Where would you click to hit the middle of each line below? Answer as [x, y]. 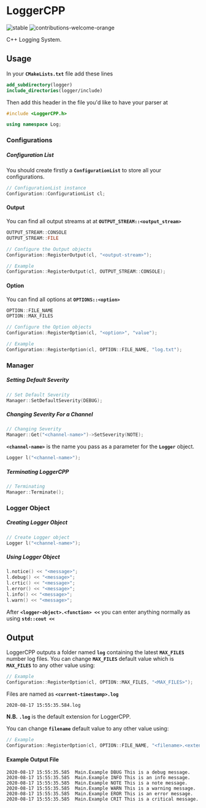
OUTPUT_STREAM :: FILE [33, 238]
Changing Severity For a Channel [50, 414]
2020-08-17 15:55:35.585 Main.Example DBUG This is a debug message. [98, 772]
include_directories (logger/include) [55, 90]
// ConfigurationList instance [46, 188]
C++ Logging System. [34, 39]
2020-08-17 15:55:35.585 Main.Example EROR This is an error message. [100, 794]
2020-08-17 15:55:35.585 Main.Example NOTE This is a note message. [97, 783]
